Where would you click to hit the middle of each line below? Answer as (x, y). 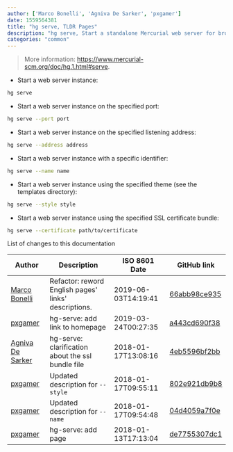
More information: (50, 59)
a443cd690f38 (195, 323)
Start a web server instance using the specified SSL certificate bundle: (118, 218)
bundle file (67, 364)
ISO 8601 (138, 261)
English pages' (74, 290)
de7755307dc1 (196, 434)
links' (58, 298)
